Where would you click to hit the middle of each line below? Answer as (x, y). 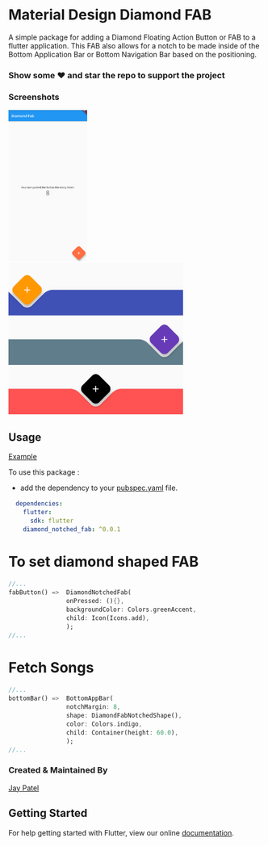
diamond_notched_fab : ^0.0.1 (72, 529)
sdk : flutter (52, 521)
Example (23, 456)
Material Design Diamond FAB (110, 15)
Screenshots (34, 97)
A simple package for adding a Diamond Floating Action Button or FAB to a (132, 37)
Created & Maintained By (58, 770)
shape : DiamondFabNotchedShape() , (124, 716)
